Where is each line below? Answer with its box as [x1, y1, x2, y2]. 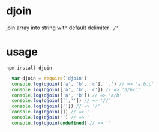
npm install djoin [6, 65, 52, 71]
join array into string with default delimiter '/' [6, 24, 119, 31]
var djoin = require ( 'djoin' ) [11, 75, 87, 82]
